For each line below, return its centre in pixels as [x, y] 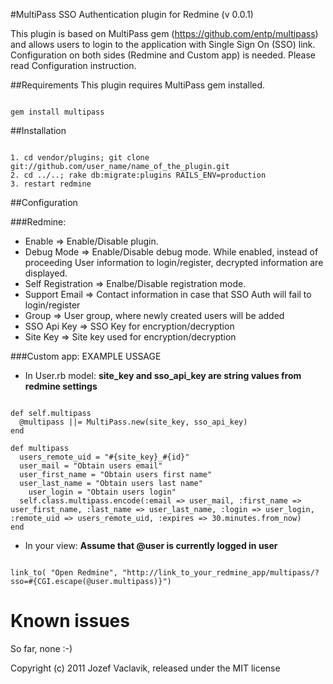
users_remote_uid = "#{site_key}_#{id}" [104, 457]
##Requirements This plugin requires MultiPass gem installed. [138, 85]
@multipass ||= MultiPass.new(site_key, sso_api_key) [133, 422]
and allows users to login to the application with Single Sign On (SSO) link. [163, 44]
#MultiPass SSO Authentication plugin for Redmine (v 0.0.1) [132, 14]
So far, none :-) [41, 648]
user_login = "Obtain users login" [102, 492]
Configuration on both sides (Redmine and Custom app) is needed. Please [163, 55]
